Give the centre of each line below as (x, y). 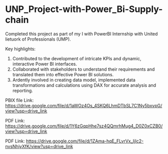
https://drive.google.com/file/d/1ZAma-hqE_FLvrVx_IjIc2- (85, 141)
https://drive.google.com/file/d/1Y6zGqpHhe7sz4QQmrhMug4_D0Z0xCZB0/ (84, 126)
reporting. (23, 90)
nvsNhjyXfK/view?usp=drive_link (39, 146)
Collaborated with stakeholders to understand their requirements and (83, 69)
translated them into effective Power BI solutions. (63, 74)
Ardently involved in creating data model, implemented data (74, 80)
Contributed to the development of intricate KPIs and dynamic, (77, 58)
